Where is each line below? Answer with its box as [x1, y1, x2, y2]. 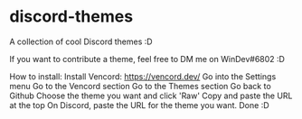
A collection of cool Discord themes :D [9, 36, 153, 47]
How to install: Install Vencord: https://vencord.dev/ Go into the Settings [9, 70, 277, 82]
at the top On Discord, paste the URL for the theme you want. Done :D [9, 99, 269, 110]
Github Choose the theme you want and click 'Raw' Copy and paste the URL [9, 90, 293, 101]
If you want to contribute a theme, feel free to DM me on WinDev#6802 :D [9, 53, 285, 64]
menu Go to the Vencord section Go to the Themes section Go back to [9, 80, 271, 91]
